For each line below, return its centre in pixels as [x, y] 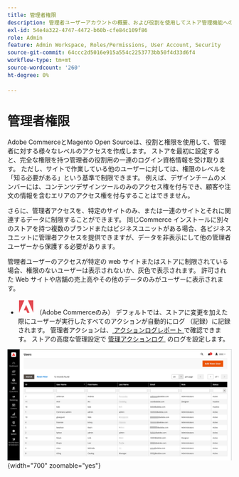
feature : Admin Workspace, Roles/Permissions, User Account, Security [114, 45]
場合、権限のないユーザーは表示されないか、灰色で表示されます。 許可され [117, 270]
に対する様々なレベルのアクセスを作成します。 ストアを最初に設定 [110, 151]
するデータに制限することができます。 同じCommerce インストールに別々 [121, 220]
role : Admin [25, 38]
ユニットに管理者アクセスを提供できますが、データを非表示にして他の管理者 [119, 237]
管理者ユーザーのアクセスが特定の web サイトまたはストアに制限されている [118, 262]
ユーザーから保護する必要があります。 [63, 247]
